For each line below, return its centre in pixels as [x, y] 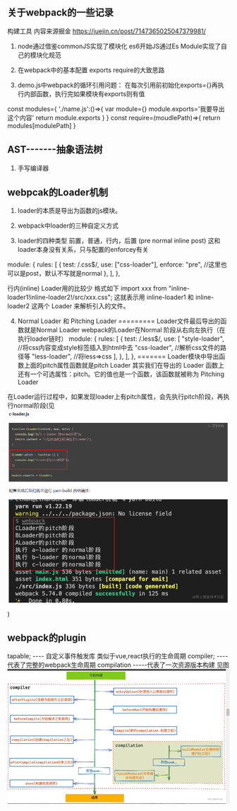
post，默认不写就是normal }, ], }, [73, 274]
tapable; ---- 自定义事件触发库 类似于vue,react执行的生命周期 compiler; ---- [118, 656]
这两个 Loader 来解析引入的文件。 [80, 306]
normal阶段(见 [34, 406]
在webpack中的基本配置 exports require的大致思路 [91, 70]
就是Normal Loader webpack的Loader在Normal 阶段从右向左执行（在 [124, 330]
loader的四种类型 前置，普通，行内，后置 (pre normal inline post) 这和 [119, 241]
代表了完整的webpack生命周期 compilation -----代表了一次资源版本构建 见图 [118, 665]
